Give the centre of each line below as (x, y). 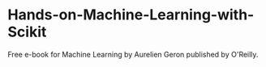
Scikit (27, 32)
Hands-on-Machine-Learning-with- (131, 15)
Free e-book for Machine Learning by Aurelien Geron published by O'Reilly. (133, 54)
